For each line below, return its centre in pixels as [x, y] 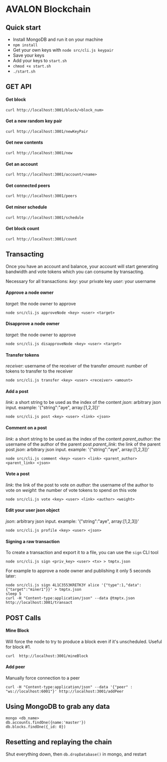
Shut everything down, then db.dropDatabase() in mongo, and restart [76, 754]
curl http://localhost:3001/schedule [45, 217]
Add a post [17, 391]
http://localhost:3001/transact [39, 603]
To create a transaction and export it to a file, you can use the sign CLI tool [82, 553]
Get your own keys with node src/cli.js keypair [63, 50]
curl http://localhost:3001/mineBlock [47, 656]
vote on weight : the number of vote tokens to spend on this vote [71, 490]
